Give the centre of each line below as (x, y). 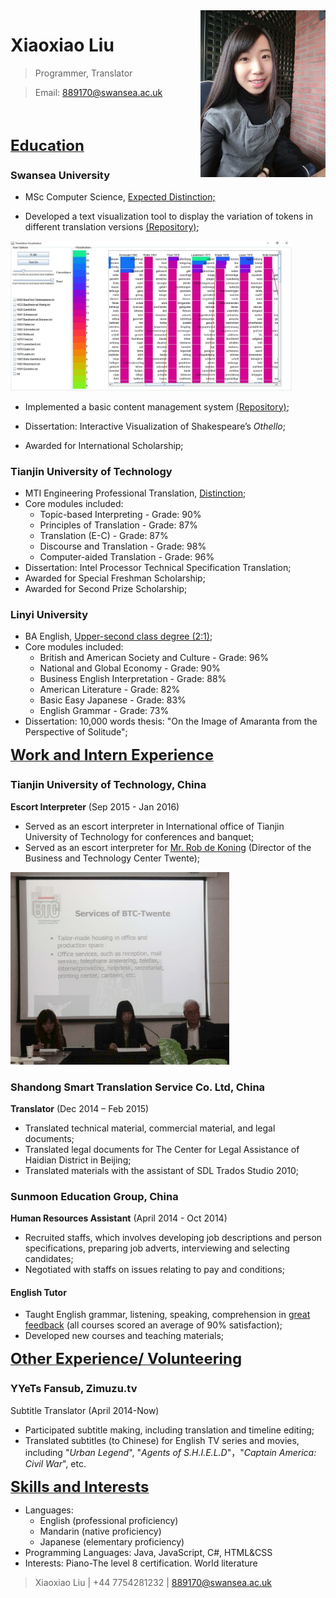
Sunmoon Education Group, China (94, 1196)
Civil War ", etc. (55, 1463)
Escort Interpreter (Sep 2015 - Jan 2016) (95, 806)
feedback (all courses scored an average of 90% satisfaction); (153, 1325)
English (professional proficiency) (109, 1520)
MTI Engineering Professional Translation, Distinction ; (135, 493)
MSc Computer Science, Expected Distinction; (120, 197)
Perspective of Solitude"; (76, 732)
